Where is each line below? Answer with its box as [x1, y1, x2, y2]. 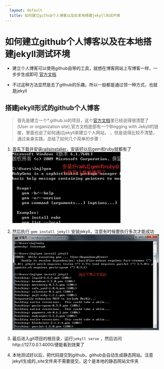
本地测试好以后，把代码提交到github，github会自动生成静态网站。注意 [12, 352, 154, 358]
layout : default [9, 8, 42, 13]
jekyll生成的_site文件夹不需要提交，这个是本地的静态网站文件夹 [12, 358, 139, 364]
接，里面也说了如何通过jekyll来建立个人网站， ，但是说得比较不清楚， [17, 130, 157, 136]
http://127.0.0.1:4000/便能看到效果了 [12, 342, 84, 348]
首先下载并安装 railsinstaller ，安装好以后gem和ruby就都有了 [12, 146, 132, 152]
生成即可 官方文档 [20, 71, 57, 78]
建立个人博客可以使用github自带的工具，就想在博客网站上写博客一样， [12, 65, 154, 71]
